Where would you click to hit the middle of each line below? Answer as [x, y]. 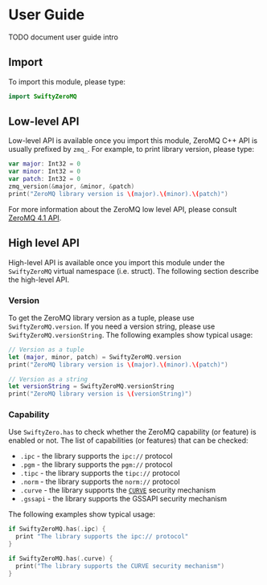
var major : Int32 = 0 [45, 164]
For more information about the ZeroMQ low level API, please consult [123, 209]
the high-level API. [39, 280]
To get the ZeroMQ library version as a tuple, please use [101, 317]
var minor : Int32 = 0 [45, 172]
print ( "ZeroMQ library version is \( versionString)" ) [101, 394]
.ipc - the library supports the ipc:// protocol [96, 456]
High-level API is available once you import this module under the [117, 262]
